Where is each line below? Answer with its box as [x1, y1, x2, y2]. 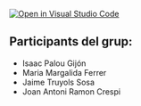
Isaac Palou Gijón [21, 58, 87, 69]
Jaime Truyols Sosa [21, 77, 95, 87]
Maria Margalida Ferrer [21, 67, 107, 77]
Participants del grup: [9, 34, 133, 49]
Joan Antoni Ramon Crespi [21, 86, 121, 97]
